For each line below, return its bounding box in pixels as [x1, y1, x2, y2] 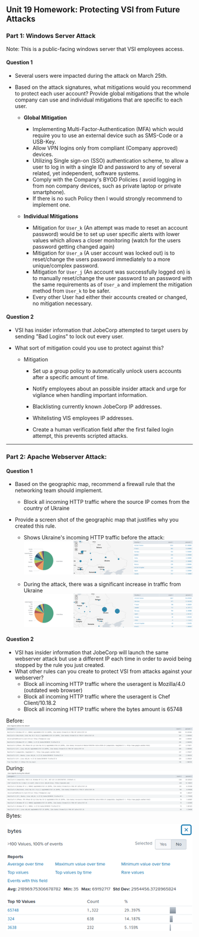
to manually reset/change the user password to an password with [32, 274, 192, 281]
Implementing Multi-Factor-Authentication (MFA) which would [32, 125, 184, 132]
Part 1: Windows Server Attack [6, 32, 96, 40]
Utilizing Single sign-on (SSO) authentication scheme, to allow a [32, 157, 188, 164]
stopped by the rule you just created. [14, 661, 105, 668]
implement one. [32, 201, 71, 208]
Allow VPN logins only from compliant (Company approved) [32, 144, 178, 151]
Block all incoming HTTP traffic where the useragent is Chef [23, 693, 171, 700]
